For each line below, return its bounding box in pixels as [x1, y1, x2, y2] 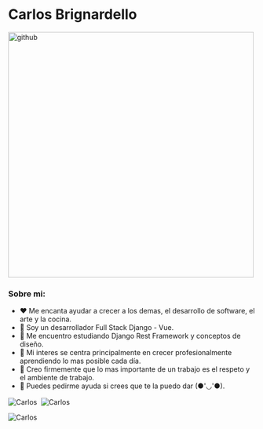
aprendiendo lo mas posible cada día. [19, 356, 141, 366]
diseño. [19, 339, 45, 349]
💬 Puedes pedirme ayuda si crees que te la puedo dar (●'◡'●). [19, 381, 225, 390]
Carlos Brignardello [8, 5, 137, 24]
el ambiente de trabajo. [19, 373, 95, 383]
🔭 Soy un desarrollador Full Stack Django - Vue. [19, 323, 174, 332]
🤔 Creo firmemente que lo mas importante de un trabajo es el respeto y [19, 365, 250, 374]
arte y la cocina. [19, 314, 72, 324]
